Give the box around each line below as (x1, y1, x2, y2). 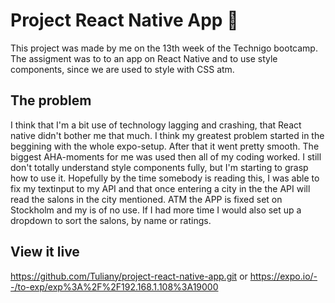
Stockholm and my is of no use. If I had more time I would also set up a (10, 204, 302, 216)
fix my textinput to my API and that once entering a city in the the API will (10, 182, 311, 194)
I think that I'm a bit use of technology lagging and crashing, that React (10, 119, 302, 131)
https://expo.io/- (249, 270, 318, 282)
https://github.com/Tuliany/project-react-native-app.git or (10, 270, 248, 282)
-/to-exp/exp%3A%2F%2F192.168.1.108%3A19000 (10, 280, 219, 293)
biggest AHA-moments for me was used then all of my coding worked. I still (10, 150, 322, 163)
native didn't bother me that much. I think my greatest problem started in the (10, 129, 325, 141)
